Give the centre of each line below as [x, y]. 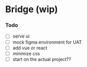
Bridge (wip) [32, 9]
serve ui [21, 36]
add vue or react [30, 48]
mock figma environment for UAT [47, 42]
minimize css [26, 53]
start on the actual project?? [42, 59]
